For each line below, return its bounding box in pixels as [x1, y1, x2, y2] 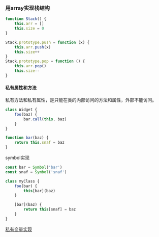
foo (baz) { [14, 112, 38, 117]
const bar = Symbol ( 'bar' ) [5, 165, 62, 170]
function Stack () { [5, 16, 47, 21]
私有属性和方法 [5, 85, 37, 91]
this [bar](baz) [23, 188, 56, 193]
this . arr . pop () [14, 64, 47, 69]
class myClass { [5, 178, 40, 184]
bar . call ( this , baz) [23, 116, 67, 122]
